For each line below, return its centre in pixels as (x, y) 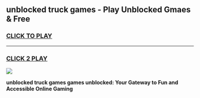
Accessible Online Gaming (40, 88)
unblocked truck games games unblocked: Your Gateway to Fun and (92, 82)
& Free (18, 19)
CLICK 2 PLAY (27, 58)
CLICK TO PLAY (29, 36)
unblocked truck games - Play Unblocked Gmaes (99, 10)
